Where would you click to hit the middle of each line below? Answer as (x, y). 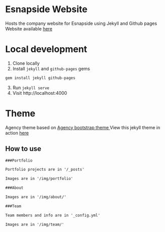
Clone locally (26, 63)
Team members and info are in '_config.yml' (53, 215)
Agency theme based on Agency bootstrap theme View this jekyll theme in (83, 127)
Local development (46, 49)
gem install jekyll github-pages (40, 78)
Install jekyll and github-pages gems (51, 68)
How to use (23, 149)
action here (17, 133)
